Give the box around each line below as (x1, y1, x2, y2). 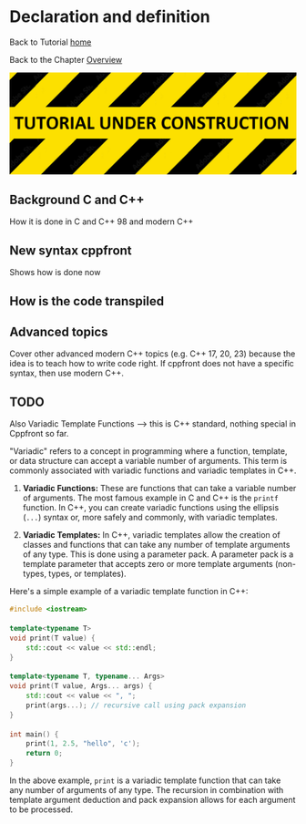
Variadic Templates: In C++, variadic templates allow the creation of (22, 530, 280, 541)
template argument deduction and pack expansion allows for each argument (9, 795, 296, 806)
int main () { (9, 729, 59, 739)
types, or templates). (48, 568, 127, 580)
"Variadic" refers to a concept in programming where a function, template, (9, 446, 288, 457)
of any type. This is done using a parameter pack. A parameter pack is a (22, 549, 294, 560)
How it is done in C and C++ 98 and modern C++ (9, 216, 194, 227)
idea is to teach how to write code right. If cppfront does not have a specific (9, 358, 294, 369)
